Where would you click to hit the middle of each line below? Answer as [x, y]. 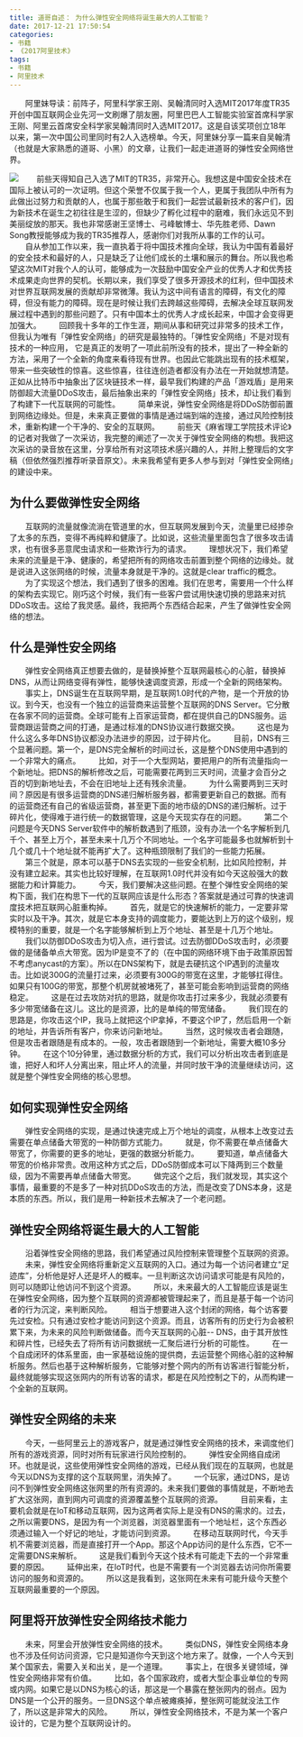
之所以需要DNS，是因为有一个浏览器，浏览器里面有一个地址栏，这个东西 [144, 1522]
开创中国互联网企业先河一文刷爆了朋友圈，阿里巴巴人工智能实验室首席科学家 [151, 114]
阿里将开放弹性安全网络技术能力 [98, 1620]
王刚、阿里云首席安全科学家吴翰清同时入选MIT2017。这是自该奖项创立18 [144, 125]
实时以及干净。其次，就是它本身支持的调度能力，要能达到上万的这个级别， [147, 919]
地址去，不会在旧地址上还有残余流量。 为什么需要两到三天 [164, 783]
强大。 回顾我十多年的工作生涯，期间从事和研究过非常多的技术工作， [152, 325]
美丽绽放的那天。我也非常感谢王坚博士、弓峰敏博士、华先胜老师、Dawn [142, 224]
